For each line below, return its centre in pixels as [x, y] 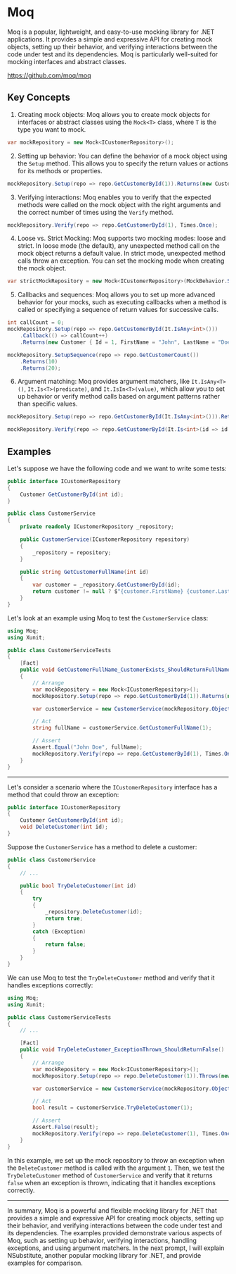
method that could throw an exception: [63, 794]
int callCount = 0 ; [36, 323]
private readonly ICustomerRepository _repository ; [97, 527]
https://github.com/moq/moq [49, 75]
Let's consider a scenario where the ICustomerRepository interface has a [112, 787]
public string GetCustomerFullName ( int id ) [85, 572]
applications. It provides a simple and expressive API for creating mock [110, 39]
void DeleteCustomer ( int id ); [64, 827]
